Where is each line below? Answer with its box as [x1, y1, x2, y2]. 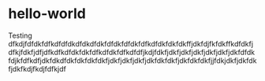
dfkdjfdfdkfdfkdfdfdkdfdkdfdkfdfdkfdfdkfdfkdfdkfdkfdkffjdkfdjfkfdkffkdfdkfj [8, 39, 254, 48]
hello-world [8, 5, 87, 23]
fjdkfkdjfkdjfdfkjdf [8, 64, 67, 73]
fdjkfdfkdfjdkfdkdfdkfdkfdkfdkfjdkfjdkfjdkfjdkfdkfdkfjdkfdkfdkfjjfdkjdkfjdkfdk [8, 56, 257, 65]
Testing [8, 31, 33, 40]
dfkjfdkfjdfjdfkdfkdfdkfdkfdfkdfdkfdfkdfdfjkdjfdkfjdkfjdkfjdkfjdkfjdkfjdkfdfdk [8, 47, 256, 57]
